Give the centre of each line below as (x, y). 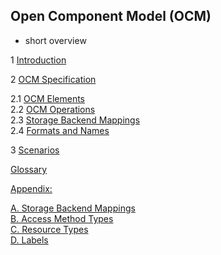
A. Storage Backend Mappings (73, 208)
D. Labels (29, 240)
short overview (55, 40)
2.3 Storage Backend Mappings (75, 120)
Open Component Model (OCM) (111, 16)
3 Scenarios (35, 150)
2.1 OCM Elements (48, 98)
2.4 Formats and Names (60, 130)
